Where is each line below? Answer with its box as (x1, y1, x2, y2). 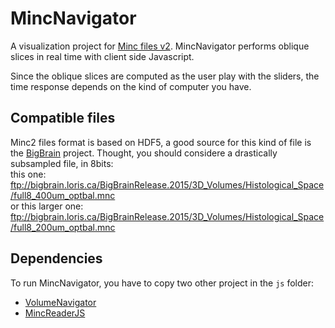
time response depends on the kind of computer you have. (10, 80, 252, 92)
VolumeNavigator (24, 296, 97, 308)
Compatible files (10, 110, 116, 127)
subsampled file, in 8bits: (10, 157, 114, 169)
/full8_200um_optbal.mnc (10, 221, 116, 233)
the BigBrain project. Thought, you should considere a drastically (10, 147, 278, 159)
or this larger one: (10, 200, 84, 212)
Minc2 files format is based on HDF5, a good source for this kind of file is (10, 136, 312, 148)
